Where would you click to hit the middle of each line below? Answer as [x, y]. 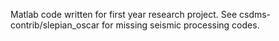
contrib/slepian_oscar [55, 25]
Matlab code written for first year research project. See [124, 14]
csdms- [255, 14]
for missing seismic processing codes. [180, 25]
